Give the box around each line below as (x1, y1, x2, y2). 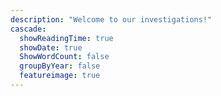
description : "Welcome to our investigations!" (10, 14, 213, 25)
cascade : (10, 24, 47, 34)
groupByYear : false (19, 61, 101, 71)
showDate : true (19, 42, 83, 53)
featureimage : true (19, 71, 101, 81)
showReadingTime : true (19, 33, 114, 43)
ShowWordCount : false (19, 52, 110, 62)
